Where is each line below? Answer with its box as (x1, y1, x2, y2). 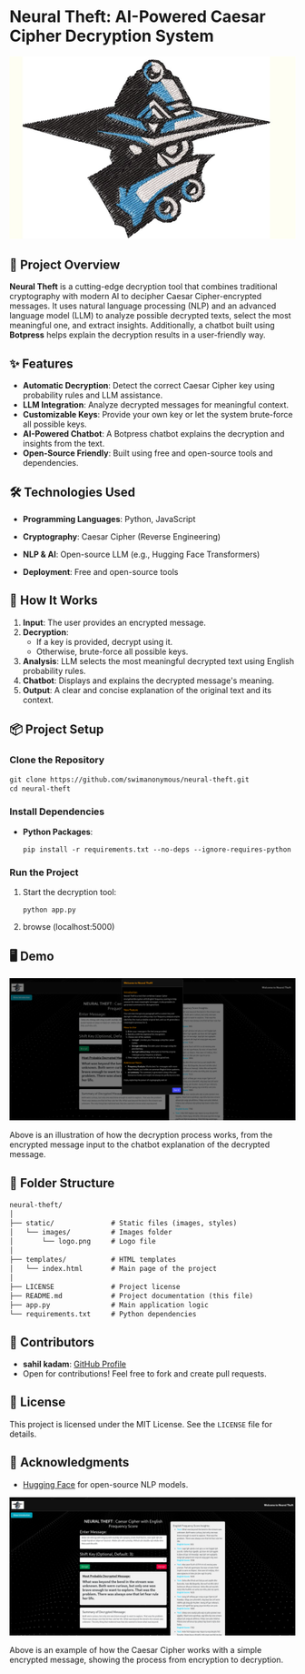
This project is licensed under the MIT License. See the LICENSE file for (9, 1418, 272, 1429)
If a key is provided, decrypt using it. (35, 636, 173, 647)
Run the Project (9, 866, 79, 879)
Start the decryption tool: (22, 886, 117, 897)
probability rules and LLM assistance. (22, 389, 163, 401)
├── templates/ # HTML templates (9, 1255, 177, 1265)
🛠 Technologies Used (9, 485, 136, 500)
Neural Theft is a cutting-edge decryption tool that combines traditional (9, 281, 279, 292)
